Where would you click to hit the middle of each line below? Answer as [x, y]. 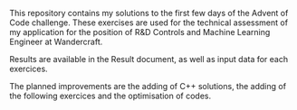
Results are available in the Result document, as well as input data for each [149, 59]
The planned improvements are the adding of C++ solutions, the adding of [148, 86]
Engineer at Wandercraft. [56, 41]
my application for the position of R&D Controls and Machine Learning [140, 32]
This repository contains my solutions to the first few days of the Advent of [149, 13]
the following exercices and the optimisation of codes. [110, 96]
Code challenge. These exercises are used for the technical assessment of [148, 23]
